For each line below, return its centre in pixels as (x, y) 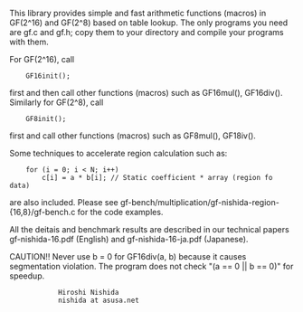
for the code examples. (120, 212)
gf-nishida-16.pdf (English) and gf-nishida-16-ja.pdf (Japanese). (129, 239)
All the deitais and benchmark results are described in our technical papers (149, 229)
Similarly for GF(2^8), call (57, 102)
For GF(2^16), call (42, 59)
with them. (29, 42)
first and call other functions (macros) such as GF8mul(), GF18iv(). (133, 136)
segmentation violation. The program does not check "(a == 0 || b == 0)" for (151, 266)
